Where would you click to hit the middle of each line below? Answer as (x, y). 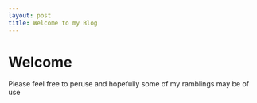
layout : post (30, 15)
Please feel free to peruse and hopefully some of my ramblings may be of (129, 84)
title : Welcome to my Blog (53, 23)
